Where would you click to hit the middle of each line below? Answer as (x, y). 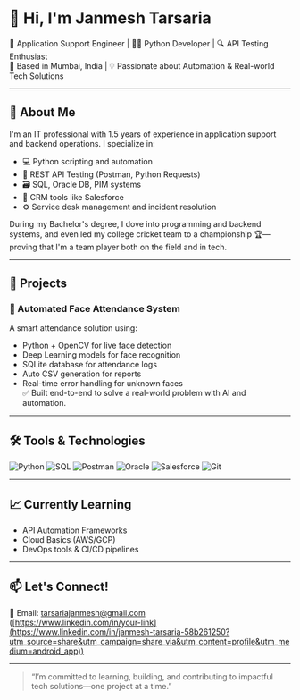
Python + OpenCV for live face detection (97, 346)
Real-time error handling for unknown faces (102, 384)
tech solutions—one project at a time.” (101, 686)
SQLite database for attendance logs (90, 365)
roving (23, 247)
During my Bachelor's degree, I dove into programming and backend (135, 223)
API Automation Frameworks (75, 530)
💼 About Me (42, 112)
